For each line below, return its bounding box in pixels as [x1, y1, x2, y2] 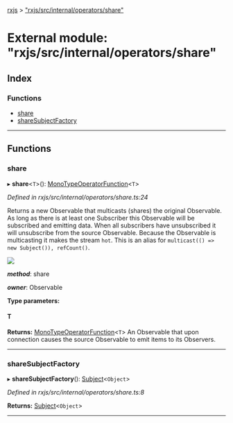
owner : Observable [7, 283, 63, 291]
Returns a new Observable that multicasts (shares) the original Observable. [7, 206, 222, 214]
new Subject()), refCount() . [7, 243, 90, 252]
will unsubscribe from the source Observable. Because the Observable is [7, 228, 216, 236]
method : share [7, 270, 50, 278]
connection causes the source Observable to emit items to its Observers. [7, 335, 216, 343]
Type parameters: [7, 296, 60, 304]
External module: [7, 31, 108, 46]
